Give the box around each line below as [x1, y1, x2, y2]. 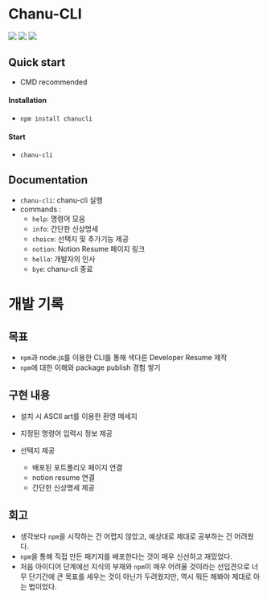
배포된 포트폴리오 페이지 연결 [31, 462, 123, 472]
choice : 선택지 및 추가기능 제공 [31, 234, 129, 244]
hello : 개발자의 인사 [31, 254, 96, 264]
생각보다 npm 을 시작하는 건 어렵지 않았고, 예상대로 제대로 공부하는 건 [19, 531, 233, 541]
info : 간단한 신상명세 [31, 224, 99, 233]
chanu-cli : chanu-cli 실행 [19, 195, 103, 205]
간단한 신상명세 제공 [31, 482, 95, 492]
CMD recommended [19, 77, 88, 87]
